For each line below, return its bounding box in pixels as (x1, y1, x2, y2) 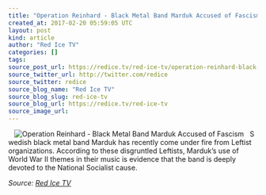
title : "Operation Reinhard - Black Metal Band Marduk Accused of (8, 11, 232, 20)
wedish (8, 138, 32, 147)
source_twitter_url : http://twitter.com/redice (8, 71, 169, 78)
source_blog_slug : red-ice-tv (8, 93, 108, 101)
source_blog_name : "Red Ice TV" (8, 85, 115, 94)
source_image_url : (8, 108, 69, 116)
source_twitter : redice (8, 78, 87, 86)
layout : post (8, 26, 51, 34)
